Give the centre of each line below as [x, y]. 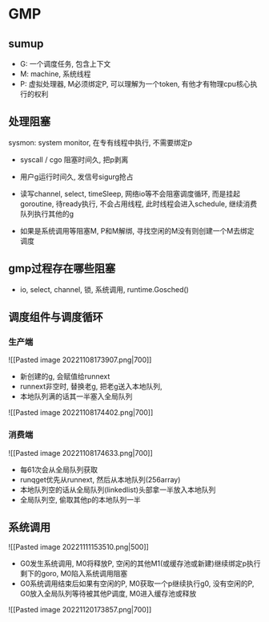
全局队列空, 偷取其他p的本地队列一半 [80, 499]
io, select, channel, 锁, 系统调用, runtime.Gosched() [104, 289]
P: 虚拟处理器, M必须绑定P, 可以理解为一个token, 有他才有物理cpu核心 [135, 84]
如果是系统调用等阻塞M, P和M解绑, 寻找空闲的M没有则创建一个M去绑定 [137, 230]
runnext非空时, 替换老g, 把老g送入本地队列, [91, 387]
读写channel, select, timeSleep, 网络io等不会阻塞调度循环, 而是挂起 [130, 193]
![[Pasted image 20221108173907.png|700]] [80, 360]
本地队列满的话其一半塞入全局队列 [76, 396]
